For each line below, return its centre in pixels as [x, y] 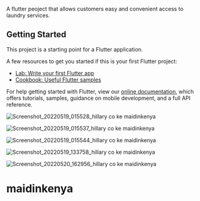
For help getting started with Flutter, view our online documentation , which [100, 91]
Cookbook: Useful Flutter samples [58, 80]
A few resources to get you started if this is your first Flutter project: [92, 61]
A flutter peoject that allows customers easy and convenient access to [95, 9]
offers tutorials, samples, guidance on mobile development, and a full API [98, 98]
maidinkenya [40, 189]
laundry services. [28, 15]
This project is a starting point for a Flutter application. [75, 49]
